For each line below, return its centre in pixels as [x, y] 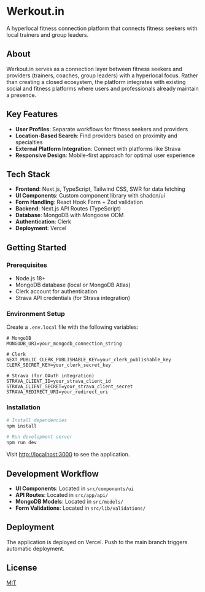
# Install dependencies [37, 420]
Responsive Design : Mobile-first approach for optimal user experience [105, 155]
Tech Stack [28, 174]
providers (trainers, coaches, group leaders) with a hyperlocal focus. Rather [102, 75]
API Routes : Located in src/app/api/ [62, 494]
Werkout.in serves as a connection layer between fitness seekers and [94, 69]
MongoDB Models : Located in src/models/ [69, 501]
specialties [29, 142]
